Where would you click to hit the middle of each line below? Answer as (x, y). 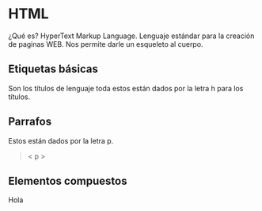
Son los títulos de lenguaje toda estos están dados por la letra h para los (126, 88)
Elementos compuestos (68, 180)
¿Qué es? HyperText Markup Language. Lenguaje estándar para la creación (131, 36)
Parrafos (30, 122)
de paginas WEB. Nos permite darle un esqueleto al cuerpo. (106, 44)
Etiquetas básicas (53, 69)
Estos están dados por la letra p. (61, 140)
